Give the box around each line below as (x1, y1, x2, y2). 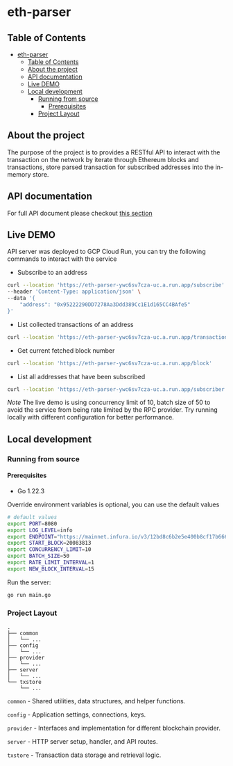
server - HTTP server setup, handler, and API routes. (7, 737, 158, 745)
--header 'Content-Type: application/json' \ (7, 288, 141, 296)
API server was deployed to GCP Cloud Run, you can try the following (7, 248, 206, 256)
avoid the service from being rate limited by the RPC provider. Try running (7, 406, 218, 414)
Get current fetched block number (17, 346, 115, 355)
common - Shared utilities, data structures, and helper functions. (7, 697, 186, 705)
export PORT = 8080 (7, 520, 58, 527)
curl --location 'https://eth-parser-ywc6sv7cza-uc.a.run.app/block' (7, 360, 213, 367)
